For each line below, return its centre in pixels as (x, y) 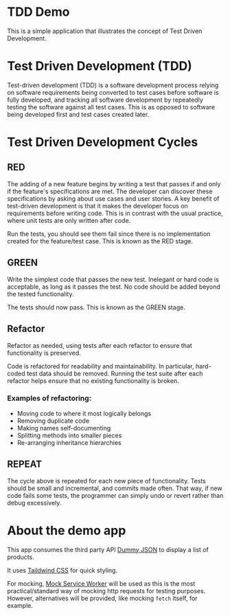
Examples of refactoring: (49, 398)
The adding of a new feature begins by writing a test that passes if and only (114, 184)
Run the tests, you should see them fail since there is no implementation (109, 234)
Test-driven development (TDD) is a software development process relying (113, 85)
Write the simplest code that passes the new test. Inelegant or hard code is (113, 279)
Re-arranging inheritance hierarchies (69, 442)
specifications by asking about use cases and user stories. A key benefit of (113, 198)
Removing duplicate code (53, 421)
